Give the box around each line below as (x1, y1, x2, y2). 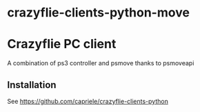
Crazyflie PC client (7, 36, 117, 52)
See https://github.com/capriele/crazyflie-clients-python (7, 97, 169, 105)
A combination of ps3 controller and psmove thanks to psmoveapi (7, 59, 194, 67)
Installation (7, 79, 57, 91)
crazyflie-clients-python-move (7, 5, 190, 21)
